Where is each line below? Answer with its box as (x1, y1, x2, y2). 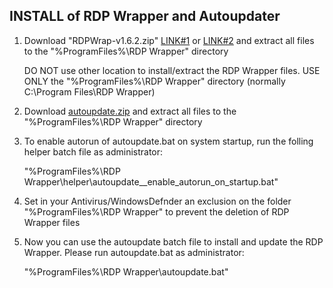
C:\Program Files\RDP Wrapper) (23, 85, 156, 98)
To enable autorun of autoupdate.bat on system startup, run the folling (23, 135, 314, 147)
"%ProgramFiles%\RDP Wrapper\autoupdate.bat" (23, 265, 229, 278)
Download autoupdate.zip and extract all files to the (23, 105, 237, 117)
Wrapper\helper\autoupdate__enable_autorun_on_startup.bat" (23, 175, 279, 188)
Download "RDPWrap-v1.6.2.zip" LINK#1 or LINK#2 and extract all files (23, 34, 315, 46)
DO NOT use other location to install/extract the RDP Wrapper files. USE (23, 64, 321, 76)
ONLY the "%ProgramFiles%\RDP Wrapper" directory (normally (23, 75, 286, 87)
